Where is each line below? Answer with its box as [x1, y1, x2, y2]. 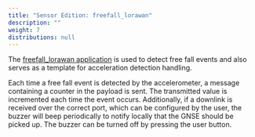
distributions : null [8, 33, 76, 41]
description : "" [8, 19, 61, 27]
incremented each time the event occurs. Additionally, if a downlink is [8, 95, 233, 104]
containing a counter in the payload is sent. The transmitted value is [8, 87, 228, 96]
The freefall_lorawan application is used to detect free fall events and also [8, 55, 247, 64]
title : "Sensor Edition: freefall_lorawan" [8, 11, 153, 20]
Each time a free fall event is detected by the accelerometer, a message [8, 78, 240, 88]
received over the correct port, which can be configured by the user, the [8, 103, 242, 113]
